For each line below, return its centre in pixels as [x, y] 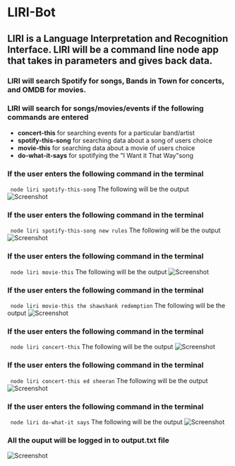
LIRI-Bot [31, 12]
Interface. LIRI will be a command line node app [113, 49]
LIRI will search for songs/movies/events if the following [106, 108]
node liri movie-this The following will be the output [89, 272]
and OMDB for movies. [47, 89]
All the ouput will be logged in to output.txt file [88, 440]
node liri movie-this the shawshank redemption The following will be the [118, 305]
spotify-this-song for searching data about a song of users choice [115, 140]
